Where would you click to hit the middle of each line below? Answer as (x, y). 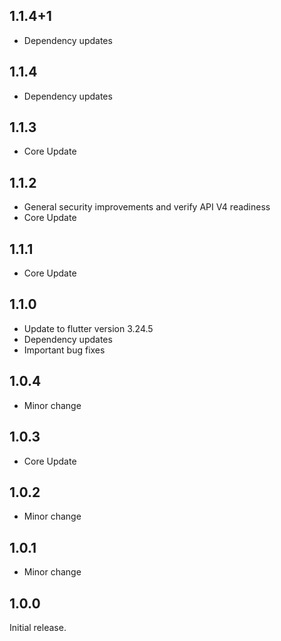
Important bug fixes (64, 350)
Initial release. (38, 627)
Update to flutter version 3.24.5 (88, 328)
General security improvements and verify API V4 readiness (147, 207)
